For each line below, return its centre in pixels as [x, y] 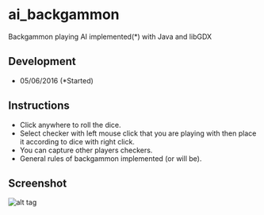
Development [42, 61]
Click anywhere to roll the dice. [70, 125]
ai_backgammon [64, 15]
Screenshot [38, 183]
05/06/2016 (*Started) [56, 80]
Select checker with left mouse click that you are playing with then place [138, 133]
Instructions [39, 106]
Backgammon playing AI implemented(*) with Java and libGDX [110, 36]
